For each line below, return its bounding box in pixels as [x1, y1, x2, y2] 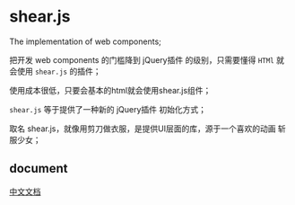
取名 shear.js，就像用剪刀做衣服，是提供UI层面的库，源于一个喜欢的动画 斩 [9, 123, 287, 134]
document [9, 161, 68, 176]
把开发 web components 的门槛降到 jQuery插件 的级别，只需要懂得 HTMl [9, 54, 275, 65]
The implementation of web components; [9, 36, 161, 47]
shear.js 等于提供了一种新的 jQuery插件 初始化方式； [9, 103, 206, 114]
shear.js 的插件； [34, 66, 101, 76]
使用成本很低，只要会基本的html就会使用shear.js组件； [9, 85, 212, 95]
